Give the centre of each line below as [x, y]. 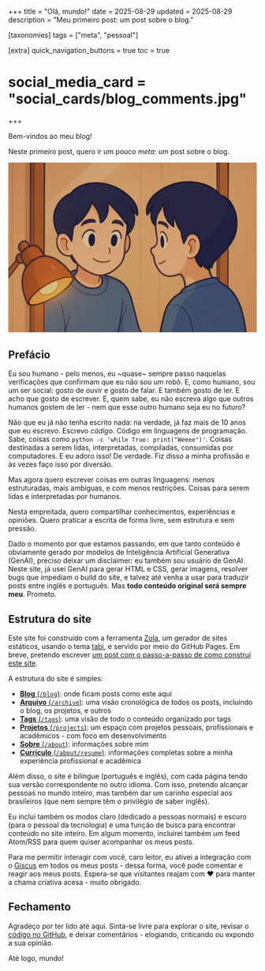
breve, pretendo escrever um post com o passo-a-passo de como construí [129, 655]
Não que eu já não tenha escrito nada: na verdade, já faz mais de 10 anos [127, 422]
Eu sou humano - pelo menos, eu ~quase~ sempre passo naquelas [117, 373]
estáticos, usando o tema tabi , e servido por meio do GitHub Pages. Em [124, 647]
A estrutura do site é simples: [56, 679]
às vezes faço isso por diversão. [61, 464]
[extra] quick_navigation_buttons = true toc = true [89, 50]
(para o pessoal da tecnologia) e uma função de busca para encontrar [122, 825]
